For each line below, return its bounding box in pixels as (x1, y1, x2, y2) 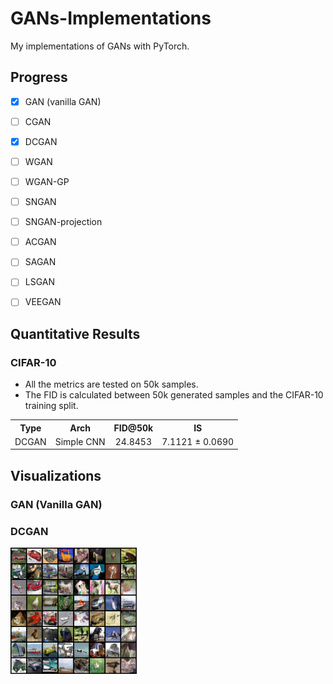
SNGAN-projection (24, 216, 103, 228)
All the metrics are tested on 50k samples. (24, 378, 199, 391)
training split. (24, 400, 79, 412)
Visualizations (10, 467, 102, 484)
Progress (10, 69, 68, 86)
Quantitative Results (10, 325, 141, 342)
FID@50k (113, 422, 154, 434)
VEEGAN (24, 296, 62, 308)
